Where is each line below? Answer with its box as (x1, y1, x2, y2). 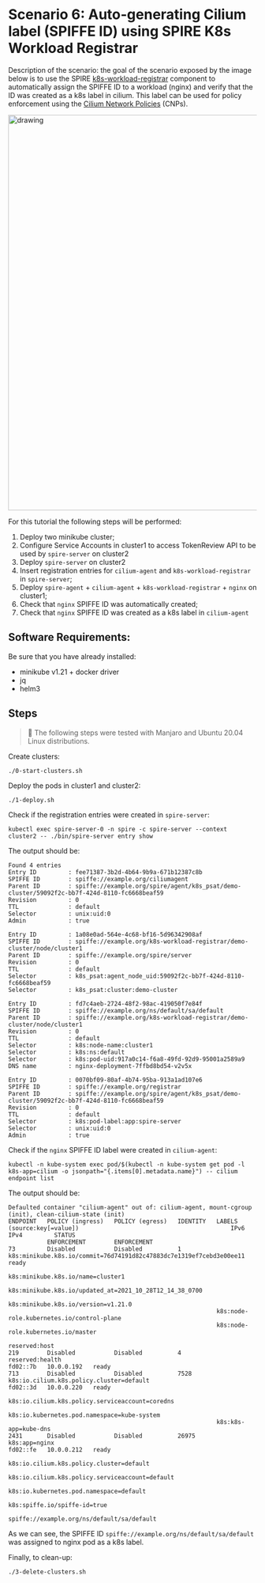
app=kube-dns (8, 1425, 51, 1433)
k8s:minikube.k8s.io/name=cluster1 (8, 1272, 125, 1281)
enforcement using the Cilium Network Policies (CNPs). (8, 99, 188, 108)
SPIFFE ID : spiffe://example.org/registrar (8, 1082, 181, 1091)
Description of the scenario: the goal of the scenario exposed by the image (8, 65, 252, 74)
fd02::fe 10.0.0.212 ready (8, 1445, 111, 1453)
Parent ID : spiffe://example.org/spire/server (8, 951, 192, 959)
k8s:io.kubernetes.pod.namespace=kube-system (8, 1411, 160, 1419)
